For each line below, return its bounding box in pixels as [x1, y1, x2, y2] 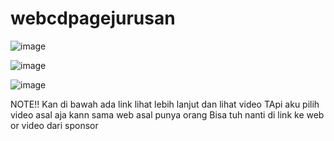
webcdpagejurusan [10, 7, 176, 30]
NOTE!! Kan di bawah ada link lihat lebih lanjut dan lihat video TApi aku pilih [10, 98, 320, 110]
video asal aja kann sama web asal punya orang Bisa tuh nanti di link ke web [10, 108, 325, 121]
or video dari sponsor [10, 119, 99, 131]
